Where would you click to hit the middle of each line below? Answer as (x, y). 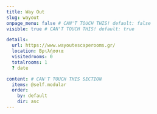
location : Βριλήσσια (38, 51)
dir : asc (28, 102)
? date (20, 68)
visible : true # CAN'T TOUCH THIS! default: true (71, 29)
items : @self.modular (39, 85)
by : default (32, 96)
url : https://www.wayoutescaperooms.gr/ (64, 45)
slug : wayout (23, 18)
